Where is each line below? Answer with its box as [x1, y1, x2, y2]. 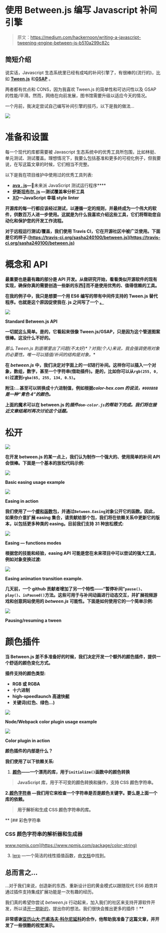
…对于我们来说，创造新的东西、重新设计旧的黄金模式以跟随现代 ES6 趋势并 [5, 882, 158, 888]
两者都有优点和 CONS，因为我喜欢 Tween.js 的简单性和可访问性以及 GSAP [5, 86, 157, 92]
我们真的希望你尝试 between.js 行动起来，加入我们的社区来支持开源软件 [5, 899, 151, 905]
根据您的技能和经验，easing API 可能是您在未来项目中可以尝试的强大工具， [5, 550, 159, 556]
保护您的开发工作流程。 [18, 218, 66, 224]
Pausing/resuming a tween [5, 617, 62, 623]
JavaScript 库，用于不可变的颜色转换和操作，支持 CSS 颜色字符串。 [17, 779, 156, 785]
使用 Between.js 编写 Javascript [5, 4, 138, 16]
